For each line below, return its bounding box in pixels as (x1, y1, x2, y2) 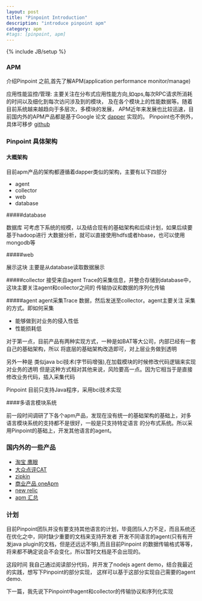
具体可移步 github (6, 120, 50, 128)
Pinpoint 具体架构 (6, 137, 58, 146)
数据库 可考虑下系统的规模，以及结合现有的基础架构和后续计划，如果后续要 (6, 223, 193, 231)
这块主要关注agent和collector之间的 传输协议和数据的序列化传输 (6, 284, 165, 291)
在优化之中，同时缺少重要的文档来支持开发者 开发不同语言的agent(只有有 (6, 533, 188, 540)
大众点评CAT (14, 465, 47, 473)
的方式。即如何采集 (6, 304, 54, 312)
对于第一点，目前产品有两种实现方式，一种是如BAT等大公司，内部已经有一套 (6, 337, 196, 345)
